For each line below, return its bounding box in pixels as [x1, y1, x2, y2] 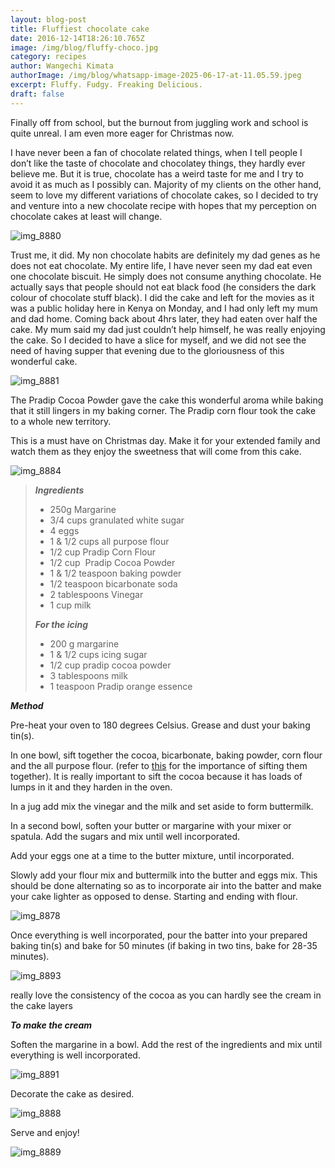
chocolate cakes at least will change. [10, 210, 163, 222]
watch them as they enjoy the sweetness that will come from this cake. [10, 445, 302, 457]
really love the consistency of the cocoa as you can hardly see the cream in [10, 989, 322, 1001]
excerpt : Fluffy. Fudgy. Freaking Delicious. [10, 80, 203, 90]
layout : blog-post [10, 14, 87, 25]
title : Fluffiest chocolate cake [10, 24, 150, 34]
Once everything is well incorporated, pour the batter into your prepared [10, 929, 308, 941]
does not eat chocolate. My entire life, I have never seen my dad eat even [10, 259, 313, 271]
